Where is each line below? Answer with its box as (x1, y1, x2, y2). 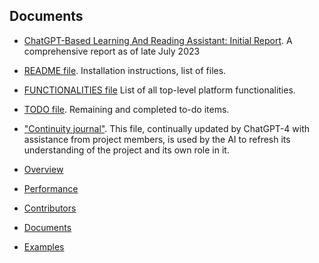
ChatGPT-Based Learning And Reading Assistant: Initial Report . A (23, 34, 293, 46)
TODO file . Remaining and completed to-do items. (23, 103, 230, 115)
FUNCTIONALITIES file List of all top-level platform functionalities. (23, 84, 296, 96)
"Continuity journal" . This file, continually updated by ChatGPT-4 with (23, 122, 311, 134)
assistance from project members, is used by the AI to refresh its (23, 133, 291, 145)
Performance (23, 182, 79, 194)
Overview (23, 163, 64, 175)
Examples (23, 240, 65, 253)
